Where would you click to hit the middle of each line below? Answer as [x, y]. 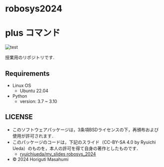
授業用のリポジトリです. [30, 57]
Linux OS [22, 85]
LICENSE [19, 117]
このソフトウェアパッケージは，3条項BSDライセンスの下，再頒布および [85, 130]
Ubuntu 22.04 [34, 91]
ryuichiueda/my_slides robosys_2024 [58, 154]
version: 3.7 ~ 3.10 [38, 101]
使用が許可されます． [34, 136]
